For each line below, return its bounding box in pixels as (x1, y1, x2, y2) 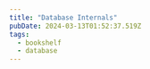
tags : (9, 30, 29, 39)
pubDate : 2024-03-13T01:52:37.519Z (9, 22, 142, 30)
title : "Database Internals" (9, 13, 118, 22)
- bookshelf (17, 38, 62, 47)
